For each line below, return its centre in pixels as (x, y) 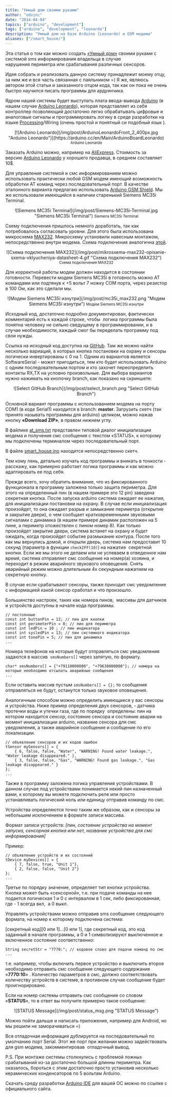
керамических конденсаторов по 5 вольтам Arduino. (63, 1073)
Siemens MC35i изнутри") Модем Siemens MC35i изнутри (86, 304)
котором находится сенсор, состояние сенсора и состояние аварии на (84, 716)
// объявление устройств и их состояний (49, 855)
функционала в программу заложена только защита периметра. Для (81, 487)
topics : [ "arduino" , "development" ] (44, 24)
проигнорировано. (26, 985)
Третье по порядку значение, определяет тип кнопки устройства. (78, 887)
